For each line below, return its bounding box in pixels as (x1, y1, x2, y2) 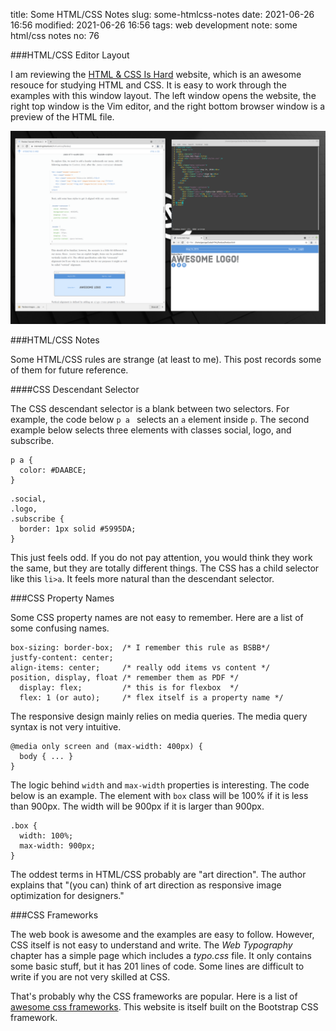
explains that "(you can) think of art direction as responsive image (10, 879, 282, 891)
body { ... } (19, 752, 74, 762)
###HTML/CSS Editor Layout (10, 49, 130, 61)
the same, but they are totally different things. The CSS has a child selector (10, 562, 320, 574)
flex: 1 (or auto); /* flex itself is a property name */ (19, 693, 284, 703)
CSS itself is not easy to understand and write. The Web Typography (10, 939, 293, 951)
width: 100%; (19, 831, 74, 841)
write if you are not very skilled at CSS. (10, 971, 171, 983)
